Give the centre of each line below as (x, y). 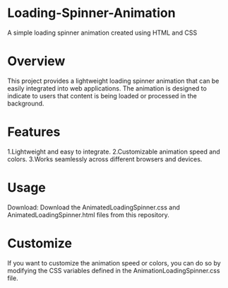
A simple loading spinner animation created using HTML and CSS (102, 33)
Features (34, 132)
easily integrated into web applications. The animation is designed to (107, 88)
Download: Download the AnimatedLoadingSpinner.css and (94, 207)
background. (26, 103)
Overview (36, 61)
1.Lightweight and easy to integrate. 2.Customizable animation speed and (114, 151)
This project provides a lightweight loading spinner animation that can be (113, 81)
